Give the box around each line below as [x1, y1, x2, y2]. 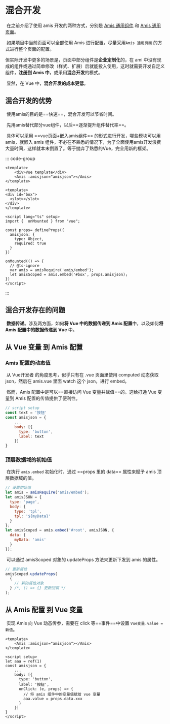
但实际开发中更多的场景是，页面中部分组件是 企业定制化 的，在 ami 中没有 [5, 56, 157, 62]
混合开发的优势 [5, 97, 52, 105]
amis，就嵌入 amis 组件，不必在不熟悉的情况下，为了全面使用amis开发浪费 [5, 139, 161, 145]
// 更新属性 [5, 566, 28, 572]
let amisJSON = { [5, 495, 42, 500]
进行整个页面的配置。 [9, 46, 54, 52]
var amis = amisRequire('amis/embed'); [10, 267, 94, 272]
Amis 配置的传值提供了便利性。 [15, 395, 80, 401]
